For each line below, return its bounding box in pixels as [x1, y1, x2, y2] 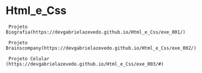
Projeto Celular [8, 55, 50, 61]
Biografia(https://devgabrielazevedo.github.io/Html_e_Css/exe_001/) [5, 29, 186, 35]
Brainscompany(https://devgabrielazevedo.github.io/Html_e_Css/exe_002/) [5, 45, 197, 51]
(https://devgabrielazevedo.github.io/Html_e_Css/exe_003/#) [5, 61, 164, 67]
